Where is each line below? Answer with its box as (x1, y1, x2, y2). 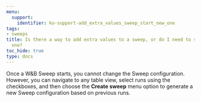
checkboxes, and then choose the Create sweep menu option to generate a (6, 82, 193, 90)
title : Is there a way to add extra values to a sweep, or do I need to (6, 37, 191, 43)
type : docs (6, 53, 33, 59)
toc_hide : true (6, 48, 44, 54)
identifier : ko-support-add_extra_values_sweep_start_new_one (17, 20, 175, 26)
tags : (6, 25, 20, 32)
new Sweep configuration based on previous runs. (6, 89, 130, 96)
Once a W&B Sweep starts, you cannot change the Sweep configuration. (6, 70, 185, 77)
